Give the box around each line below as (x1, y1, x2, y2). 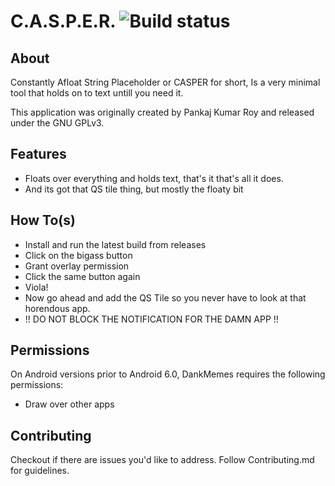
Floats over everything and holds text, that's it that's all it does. (24, 172, 284, 184)
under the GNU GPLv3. (10, 117, 105, 129)
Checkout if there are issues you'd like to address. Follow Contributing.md (10, 454, 315, 466)
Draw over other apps (24, 398, 115, 410)
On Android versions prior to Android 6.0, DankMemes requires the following (10, 368, 326, 380)
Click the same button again (24, 270, 141, 282)
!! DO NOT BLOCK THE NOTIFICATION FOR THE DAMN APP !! (24, 313, 279, 325)
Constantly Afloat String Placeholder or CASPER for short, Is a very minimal (10, 76, 321, 88)
